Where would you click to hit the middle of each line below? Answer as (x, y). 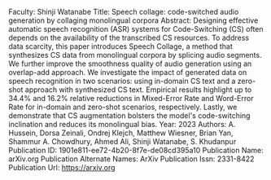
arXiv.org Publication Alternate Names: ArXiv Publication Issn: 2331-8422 (131, 159)
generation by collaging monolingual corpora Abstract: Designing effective (133, 20)
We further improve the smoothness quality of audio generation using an (130, 64)
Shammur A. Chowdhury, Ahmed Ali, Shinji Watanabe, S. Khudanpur (122, 141)
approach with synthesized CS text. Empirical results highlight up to (138, 90)
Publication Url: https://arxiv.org (62, 167)
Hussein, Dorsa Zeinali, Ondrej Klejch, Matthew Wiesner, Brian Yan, (121, 133)
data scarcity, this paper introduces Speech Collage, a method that (121, 46)
